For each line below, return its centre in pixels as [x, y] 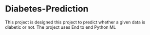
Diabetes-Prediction [47, 9]
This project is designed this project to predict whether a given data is [75, 22]
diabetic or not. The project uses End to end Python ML [60, 27]
